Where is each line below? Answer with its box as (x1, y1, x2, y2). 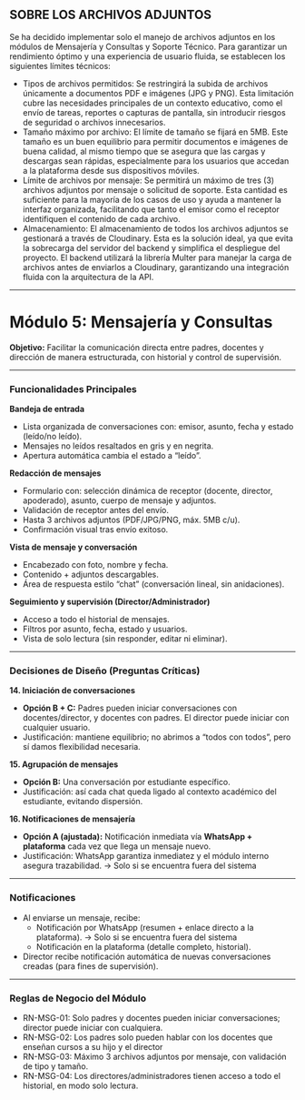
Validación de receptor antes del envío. (22, 505, 170, 516)
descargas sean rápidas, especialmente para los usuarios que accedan (22, 155, 290, 167)
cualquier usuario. (22, 722, 91, 733)
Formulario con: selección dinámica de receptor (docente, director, (22, 486, 273, 497)
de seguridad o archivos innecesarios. (22, 116, 166, 127)
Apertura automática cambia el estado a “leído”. (22, 450, 202, 461)
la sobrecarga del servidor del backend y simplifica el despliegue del (22, 242, 280, 253)
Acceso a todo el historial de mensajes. (22, 614, 170, 625)
